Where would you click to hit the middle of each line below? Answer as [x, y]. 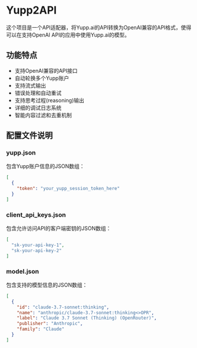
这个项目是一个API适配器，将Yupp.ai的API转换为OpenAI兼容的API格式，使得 [99, 27]
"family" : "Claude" [41, 329]
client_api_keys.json [36, 215]
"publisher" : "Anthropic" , [50, 324]
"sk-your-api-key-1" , [38, 245]
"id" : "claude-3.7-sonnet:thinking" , [63, 307]
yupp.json [21, 153]
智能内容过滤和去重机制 [43, 115]
